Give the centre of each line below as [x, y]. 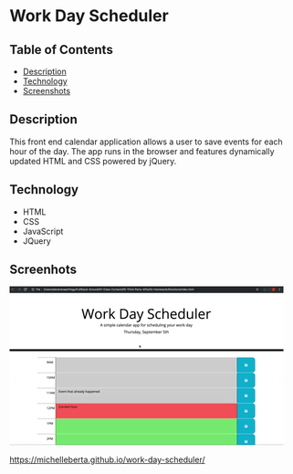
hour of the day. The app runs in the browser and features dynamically [142, 151]
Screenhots [43, 270]
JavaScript [43, 231]
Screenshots [47, 91]
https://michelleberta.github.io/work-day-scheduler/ [107, 460]
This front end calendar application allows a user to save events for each [146, 142]
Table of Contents [62, 50]
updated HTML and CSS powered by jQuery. [93, 161]
